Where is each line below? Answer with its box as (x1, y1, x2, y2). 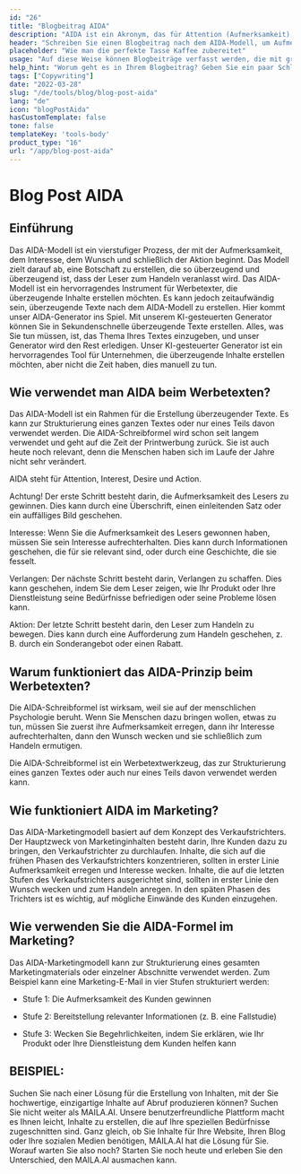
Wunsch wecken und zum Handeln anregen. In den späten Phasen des (9, 884, 271, 895)
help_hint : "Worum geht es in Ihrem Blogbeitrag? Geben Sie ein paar (9, 64, 275, 73)
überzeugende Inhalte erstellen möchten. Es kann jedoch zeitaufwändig (9, 292, 275, 303)
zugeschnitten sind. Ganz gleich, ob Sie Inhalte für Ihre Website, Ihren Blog (9, 1126, 286, 1136)
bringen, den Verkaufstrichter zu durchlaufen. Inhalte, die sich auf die (9, 846, 266, 857)
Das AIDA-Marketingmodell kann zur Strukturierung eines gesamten (9, 957, 261, 968)
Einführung (9, 221, 73, 236)
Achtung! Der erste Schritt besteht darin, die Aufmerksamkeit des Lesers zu (9, 491, 289, 502)
